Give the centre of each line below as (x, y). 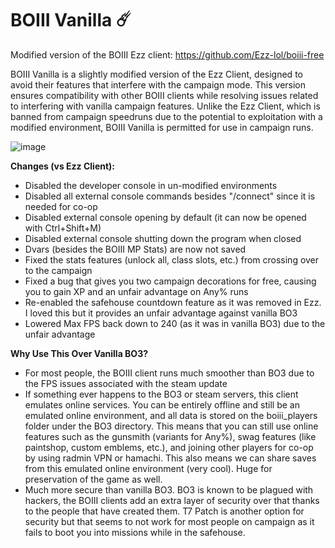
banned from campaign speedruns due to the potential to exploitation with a (166, 116)
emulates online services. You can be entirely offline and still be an (162, 404)
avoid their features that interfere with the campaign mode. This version (158, 84)
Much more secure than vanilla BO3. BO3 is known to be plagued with (169, 489)
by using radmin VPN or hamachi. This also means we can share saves (170, 458)
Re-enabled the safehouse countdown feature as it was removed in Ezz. (173, 302)
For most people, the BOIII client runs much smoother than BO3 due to (169, 373)
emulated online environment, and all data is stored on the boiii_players (171, 415)
